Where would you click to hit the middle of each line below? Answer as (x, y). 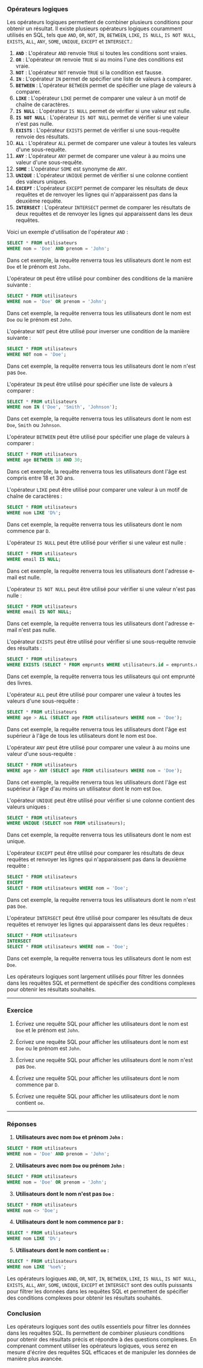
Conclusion (24, 1313)
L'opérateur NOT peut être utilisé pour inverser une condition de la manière (98, 331)
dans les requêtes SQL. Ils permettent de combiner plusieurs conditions (96, 1333)
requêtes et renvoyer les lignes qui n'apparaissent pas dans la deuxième (97, 859)
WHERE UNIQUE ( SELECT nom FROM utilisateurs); (66, 823)
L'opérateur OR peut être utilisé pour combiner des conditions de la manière (100, 278)
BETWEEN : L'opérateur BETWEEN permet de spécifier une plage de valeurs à (106, 85)
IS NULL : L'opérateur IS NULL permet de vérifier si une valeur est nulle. (103, 111)
